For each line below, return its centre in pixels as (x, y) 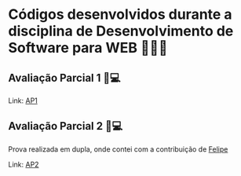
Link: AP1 (23, 101)
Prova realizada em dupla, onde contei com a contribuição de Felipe (118, 149)
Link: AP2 (24, 164)
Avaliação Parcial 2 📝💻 (66, 126)
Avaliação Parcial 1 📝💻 (64, 77)
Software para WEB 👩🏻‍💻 (88, 48)
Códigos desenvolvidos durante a (120, 15)
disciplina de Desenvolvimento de (121, 31)
